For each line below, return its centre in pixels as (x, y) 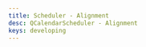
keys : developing (37, 30)
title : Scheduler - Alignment (59, 16)
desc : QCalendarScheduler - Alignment (73, 23)
